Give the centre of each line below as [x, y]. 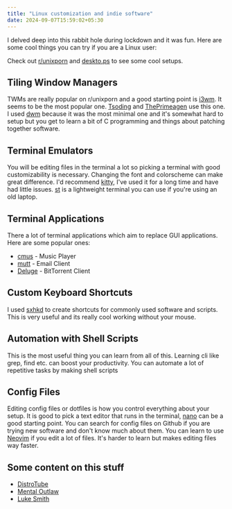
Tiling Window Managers [62, 82]
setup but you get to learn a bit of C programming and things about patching [116, 122]
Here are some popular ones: [49, 242]
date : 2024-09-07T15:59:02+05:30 [55, 20]
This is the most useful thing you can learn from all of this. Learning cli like [113, 356]
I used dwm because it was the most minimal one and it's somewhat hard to [115, 114]
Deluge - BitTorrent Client [54, 271]
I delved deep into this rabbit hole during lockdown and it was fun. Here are [115, 40]
